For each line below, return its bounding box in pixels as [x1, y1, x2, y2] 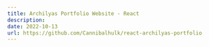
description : [7, 17, 46, 23]
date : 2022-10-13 [7, 23, 58, 30]
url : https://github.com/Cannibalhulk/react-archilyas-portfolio [7, 29, 202, 37]
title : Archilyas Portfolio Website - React [7, 10, 140, 17]
